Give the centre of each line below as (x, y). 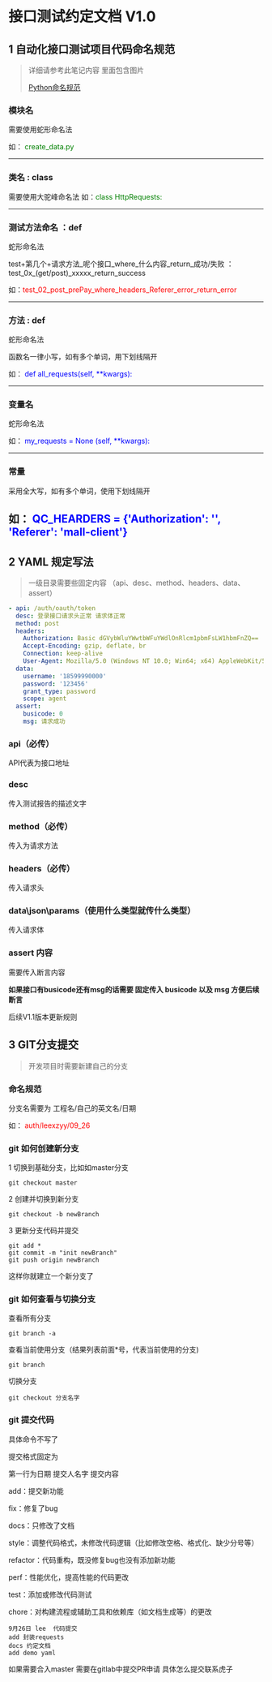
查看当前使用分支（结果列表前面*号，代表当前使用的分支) (104, 1350)
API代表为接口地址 (39, 763)
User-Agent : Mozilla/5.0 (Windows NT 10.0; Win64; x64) (119, 661)
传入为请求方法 (33, 845)
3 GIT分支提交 (44, 1045)
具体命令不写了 (33, 1439)
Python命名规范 (54, 87)
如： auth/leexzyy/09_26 (49, 1125)
